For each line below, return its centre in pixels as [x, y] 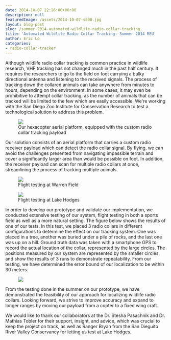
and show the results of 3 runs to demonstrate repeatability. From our [78, 258]
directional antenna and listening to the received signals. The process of [81, 79]
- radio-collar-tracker [31, 48]
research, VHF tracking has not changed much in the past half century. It [82, 68]
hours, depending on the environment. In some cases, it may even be [78, 90]
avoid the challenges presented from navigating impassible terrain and [79, 153]
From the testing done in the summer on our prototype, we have [72, 289]
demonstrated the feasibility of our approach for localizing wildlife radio [80, 294]
